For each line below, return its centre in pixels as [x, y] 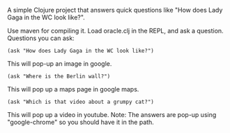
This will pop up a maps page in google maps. [73, 89]
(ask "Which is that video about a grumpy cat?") [81, 102]
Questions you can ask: [41, 38]
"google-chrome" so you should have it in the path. [81, 122]
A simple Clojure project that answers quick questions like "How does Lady [115, 10]
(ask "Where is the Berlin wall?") [59, 76]
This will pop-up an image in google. [60, 64]
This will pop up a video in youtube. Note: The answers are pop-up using [112, 115]
